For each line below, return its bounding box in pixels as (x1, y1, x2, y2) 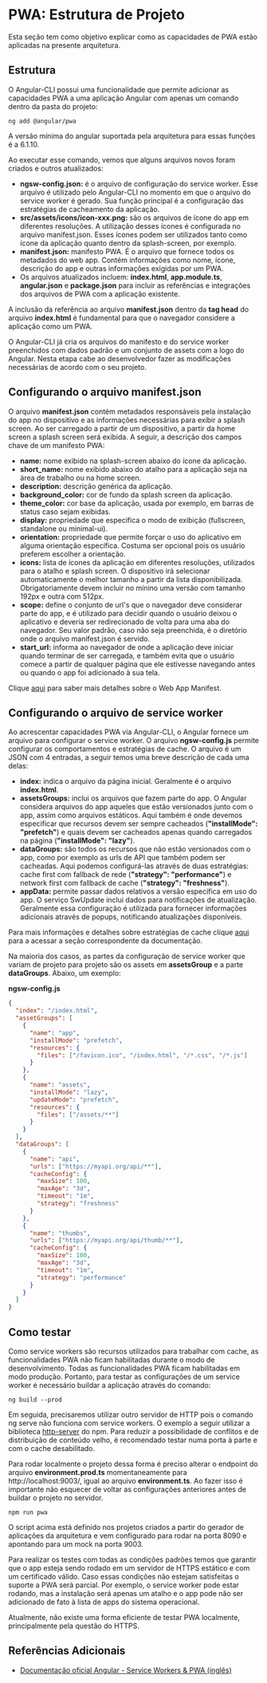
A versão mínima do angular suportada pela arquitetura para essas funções (8, 131, 256, 140)
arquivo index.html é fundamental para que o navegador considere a (8, 313, 235, 322)
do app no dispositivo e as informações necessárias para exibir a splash (8, 415, 245, 424)
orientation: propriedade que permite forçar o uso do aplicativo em (19, 532, 241, 541)
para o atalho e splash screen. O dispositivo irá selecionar (19, 566, 210, 576)
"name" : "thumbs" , (29, 1229, 91, 1237)
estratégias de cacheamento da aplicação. (19, 204, 160, 214)
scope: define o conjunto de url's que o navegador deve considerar (19, 600, 243, 609)
